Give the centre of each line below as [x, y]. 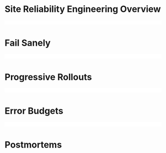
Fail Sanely [28, 43]
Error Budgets [34, 111]
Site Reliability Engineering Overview [83, 9]
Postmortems [33, 145]
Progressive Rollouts [48, 77]
